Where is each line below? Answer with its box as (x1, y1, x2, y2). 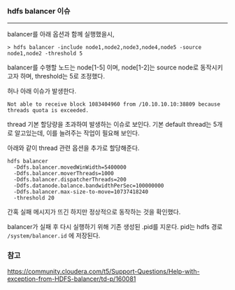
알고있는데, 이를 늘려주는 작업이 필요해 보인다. (14, 129, 140, 137)
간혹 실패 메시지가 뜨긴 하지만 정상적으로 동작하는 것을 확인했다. (7, 208, 181, 216)
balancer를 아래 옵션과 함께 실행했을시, (7, 30, 115, 39)
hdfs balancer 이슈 (7, 6, 71, 15)
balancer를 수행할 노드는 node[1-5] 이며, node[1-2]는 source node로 (7, 63, 199, 71)
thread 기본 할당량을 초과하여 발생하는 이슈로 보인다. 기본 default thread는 (7, 120, 212, 129)
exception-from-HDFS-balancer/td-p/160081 (7, 275, 136, 283)
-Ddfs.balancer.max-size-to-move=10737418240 (13, 188, 149, 195)
